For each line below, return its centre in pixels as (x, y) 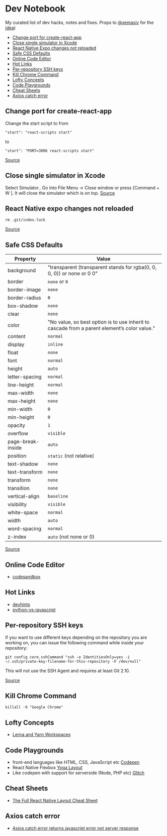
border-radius (24, 298)
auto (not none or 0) (71, 537)
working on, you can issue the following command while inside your (75, 642)
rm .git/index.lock (25, 220)
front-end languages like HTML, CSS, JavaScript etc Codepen (76, 762)
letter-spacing (25, 377)
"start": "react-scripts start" (39, 132)
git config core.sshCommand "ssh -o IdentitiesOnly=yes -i (68, 657)
